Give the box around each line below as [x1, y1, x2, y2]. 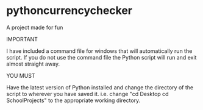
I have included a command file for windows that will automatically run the [6, 47, 193, 55]
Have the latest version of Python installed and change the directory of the [6, 83, 194, 91]
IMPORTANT [6, 35, 38, 43]
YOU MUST [6, 72, 35, 79]
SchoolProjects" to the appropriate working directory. [6, 97, 141, 104]
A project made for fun [6, 24, 63, 31]
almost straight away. [6, 60, 60, 67]
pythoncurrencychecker [6, 4, 133, 18]
